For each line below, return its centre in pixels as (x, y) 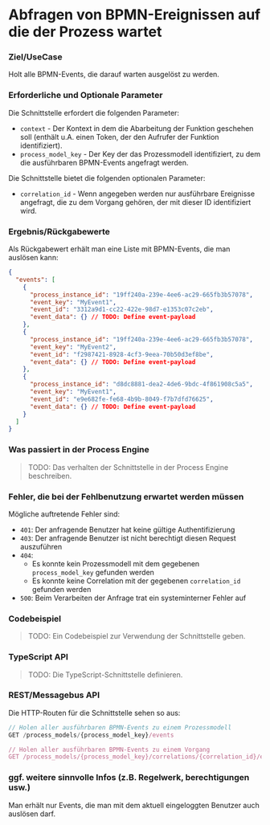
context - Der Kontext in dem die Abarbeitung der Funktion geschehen (137, 128)
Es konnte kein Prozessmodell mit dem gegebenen (116, 563)
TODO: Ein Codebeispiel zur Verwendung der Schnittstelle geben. (137, 636)
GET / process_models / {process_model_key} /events (91, 735)
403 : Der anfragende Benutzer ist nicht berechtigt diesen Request (128, 538)
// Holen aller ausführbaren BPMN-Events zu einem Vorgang (109, 749)
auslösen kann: (33, 258)
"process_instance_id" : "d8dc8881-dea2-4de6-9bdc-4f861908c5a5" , (141, 384)
